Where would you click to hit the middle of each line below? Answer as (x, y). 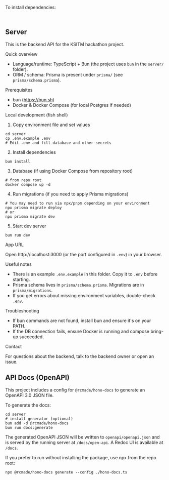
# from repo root (23, 180)
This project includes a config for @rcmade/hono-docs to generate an (75, 390)
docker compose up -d (28, 184)
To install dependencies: (31, 7)
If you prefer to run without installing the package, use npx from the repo (81, 457)
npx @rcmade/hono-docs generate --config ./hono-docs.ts (66, 472)
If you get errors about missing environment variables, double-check (84, 295)
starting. (21, 279)
